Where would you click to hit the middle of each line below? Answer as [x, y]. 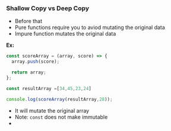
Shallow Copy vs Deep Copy [48, 8]
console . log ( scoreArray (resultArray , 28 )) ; [59, 99]
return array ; [29, 72]
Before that [28, 21]
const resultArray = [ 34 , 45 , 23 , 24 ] [49, 88]
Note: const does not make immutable [61, 117]
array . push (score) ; [36, 62]
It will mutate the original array [52, 110]
